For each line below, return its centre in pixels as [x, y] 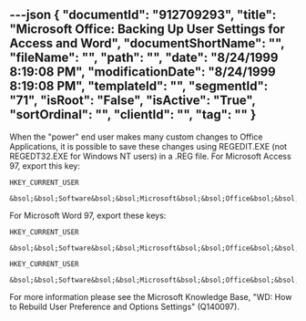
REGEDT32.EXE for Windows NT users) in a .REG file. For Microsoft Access [150, 156]
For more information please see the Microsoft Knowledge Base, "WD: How [151, 296]
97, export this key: [45, 166]
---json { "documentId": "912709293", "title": [143, 15]
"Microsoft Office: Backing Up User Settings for [147, 30]
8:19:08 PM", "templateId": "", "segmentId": [139, 86]
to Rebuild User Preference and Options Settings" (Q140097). [124, 306]
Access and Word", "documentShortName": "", [147, 43]
